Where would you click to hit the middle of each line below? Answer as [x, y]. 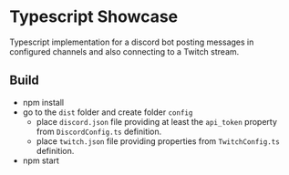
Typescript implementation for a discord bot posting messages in [132, 42]
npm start [41, 160]
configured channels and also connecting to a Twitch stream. [124, 51]
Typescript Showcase [94, 17]
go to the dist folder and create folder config [108, 112]
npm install [43, 102]
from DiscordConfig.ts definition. [99, 131]
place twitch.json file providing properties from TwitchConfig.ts [158, 141]
